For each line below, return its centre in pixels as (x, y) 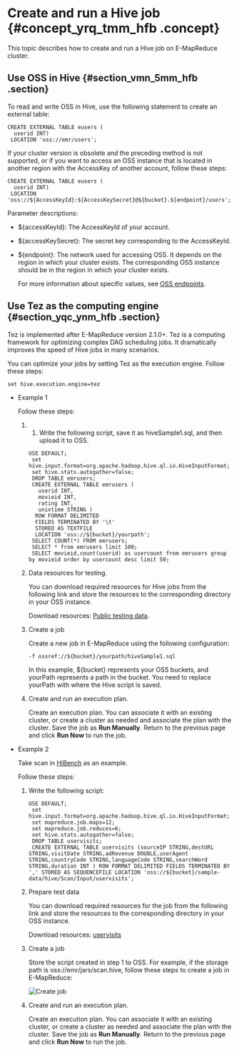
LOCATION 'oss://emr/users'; (54, 140)
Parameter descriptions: (43, 213)
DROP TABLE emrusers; (64, 478)
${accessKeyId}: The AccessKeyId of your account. (93, 227)
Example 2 (33, 749)
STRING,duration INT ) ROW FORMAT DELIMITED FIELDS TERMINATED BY (129, 866)
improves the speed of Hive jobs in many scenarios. (83, 349)
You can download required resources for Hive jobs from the (117, 586)
